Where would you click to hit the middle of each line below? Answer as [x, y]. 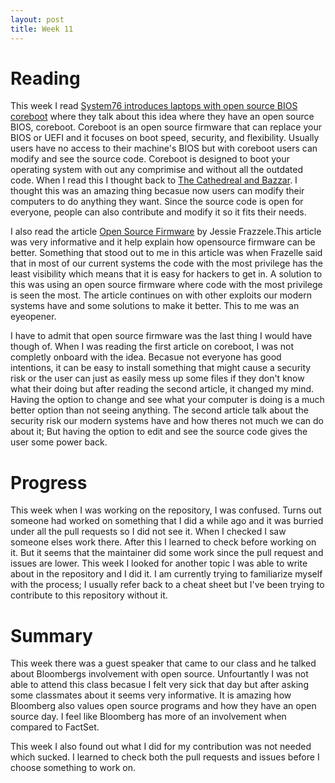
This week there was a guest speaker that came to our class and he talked [163, 663]
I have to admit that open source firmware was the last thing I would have [161, 336]
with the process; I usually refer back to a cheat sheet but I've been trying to [167, 585]
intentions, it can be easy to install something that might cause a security [161, 368]
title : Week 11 [42, 29]
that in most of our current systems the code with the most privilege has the [166, 263]
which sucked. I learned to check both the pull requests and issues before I [165, 757]
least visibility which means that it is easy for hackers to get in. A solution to [166, 274]
